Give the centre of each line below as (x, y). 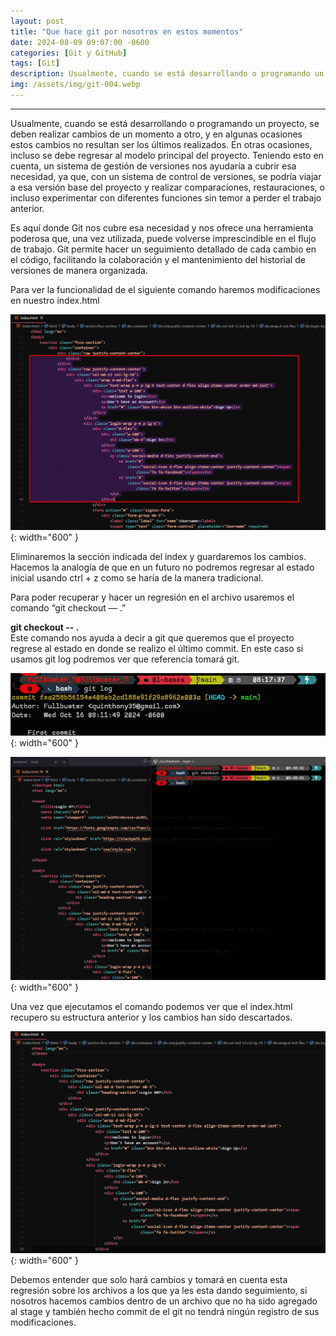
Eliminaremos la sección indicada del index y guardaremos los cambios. (158, 556)
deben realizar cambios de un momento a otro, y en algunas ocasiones (156, 134)
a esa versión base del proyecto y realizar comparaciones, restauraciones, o (167, 187)
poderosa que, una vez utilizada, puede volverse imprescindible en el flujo (163, 238)
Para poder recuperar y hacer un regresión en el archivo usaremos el (152, 597)
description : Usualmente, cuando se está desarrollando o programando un (167, 74)
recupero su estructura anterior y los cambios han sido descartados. (151, 1017)
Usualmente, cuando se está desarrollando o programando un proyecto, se (165, 123)
